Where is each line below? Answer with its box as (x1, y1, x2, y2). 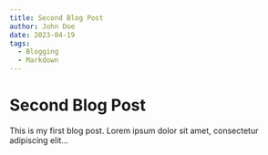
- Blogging (17, 47, 59, 57)
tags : (9, 38, 30, 48)
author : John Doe (9, 22, 76, 31)
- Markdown (17, 56, 59, 65)
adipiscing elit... (9, 134, 68, 146)
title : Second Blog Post (9, 13, 104, 23)
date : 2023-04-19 (9, 30, 76, 39)
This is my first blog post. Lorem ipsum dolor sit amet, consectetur (9, 125, 259, 136)
